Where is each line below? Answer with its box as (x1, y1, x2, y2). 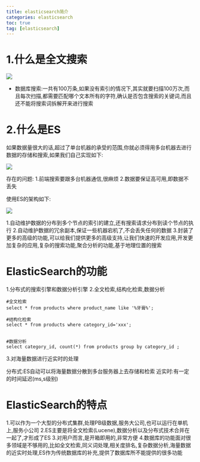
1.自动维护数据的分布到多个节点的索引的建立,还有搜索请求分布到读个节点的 (6, 219, 189, 227)
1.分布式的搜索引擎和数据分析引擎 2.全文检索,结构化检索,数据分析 (6, 286, 165, 293)
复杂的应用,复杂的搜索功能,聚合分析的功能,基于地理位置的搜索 (11, 242, 162, 249)
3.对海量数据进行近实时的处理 (6, 355, 79, 362)
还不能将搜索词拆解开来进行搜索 (14, 100, 93, 107)
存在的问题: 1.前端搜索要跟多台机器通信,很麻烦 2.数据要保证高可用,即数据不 (6, 175, 189, 183)
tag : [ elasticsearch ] (6, 25, 60, 32)
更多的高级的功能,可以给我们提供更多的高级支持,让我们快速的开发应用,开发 (6, 234, 189, 242)
